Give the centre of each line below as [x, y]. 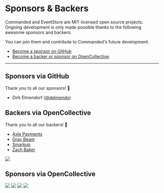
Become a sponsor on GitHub [42, 51]
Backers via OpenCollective [48, 113]
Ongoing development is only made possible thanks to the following [73, 27]
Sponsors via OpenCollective [51, 174]
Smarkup [21, 144]
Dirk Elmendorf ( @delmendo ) [41, 97]
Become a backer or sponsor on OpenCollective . [61, 56]
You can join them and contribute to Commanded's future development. [77, 41]
